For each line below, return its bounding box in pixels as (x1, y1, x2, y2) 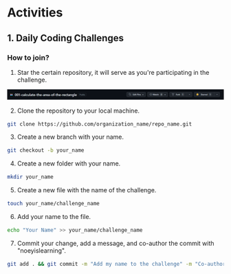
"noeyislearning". (16, 246, 67, 255)
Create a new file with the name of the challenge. (16, 186, 157, 194)
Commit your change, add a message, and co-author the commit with (16, 239, 214, 247)
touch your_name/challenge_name (7, 201, 100, 207)
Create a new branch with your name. (16, 133, 124, 141)
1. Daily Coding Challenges (7, 32, 124, 44)
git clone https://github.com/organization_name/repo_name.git (7, 120, 192, 128)
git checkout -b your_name (7, 147, 85, 154)
